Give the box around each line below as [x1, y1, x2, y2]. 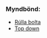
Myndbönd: [5, 5, 41, 13]
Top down [14, 25, 40, 32]
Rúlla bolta [14, 19, 41, 26]
